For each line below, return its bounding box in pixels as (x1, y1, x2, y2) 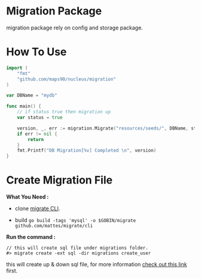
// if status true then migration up (17, 109, 111, 115)
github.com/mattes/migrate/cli (14, 223, 93, 229)
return (28, 136, 44, 142)
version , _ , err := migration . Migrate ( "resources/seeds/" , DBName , (17, 125, 188, 131)
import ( (6, 65, 28, 71)
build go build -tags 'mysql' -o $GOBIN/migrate (14, 217, 136, 224)
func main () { (6, 103, 42, 109)
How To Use (6, 45, 67, 59)
